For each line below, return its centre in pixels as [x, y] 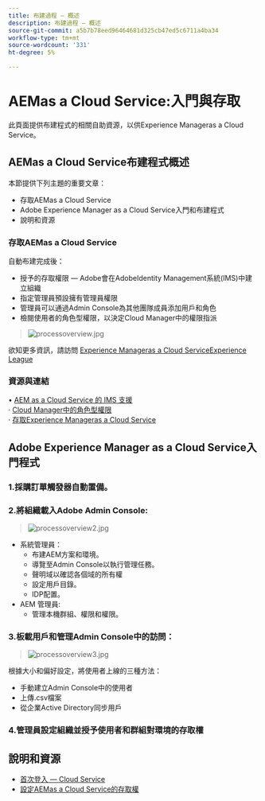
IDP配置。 [48, 594]
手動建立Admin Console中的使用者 [76, 688]
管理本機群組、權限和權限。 [77, 614]
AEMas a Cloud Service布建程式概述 [99, 163]
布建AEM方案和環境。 [67, 554]
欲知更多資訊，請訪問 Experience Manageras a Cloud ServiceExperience [127, 350]
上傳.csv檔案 [41, 698]
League [21, 360]
